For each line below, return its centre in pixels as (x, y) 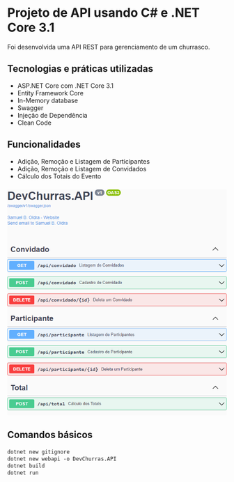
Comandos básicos (50, 435)
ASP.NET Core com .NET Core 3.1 (65, 86)
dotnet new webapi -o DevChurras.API (62, 459)
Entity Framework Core (50, 93)
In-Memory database (48, 100)
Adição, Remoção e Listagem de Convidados (82, 169)
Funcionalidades (44, 145)
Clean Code (34, 123)
